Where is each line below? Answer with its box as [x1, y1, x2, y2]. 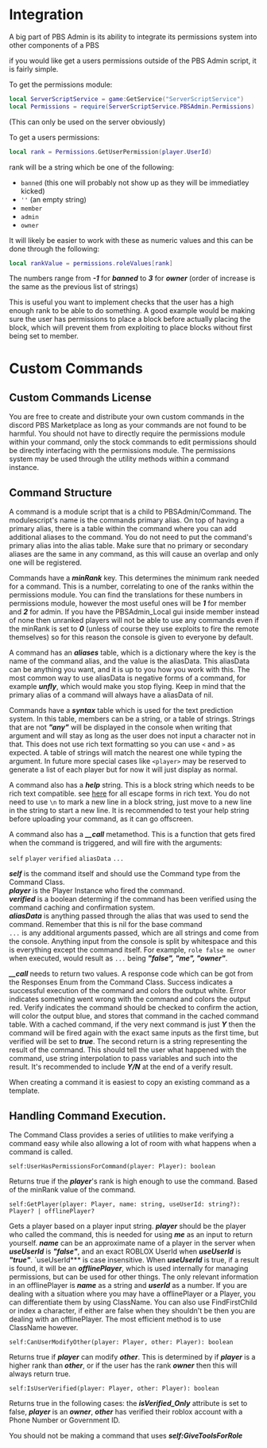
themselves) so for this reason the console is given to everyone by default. [9, 632, 253, 642]
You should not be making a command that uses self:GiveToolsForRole [9, 1431, 243, 1441]
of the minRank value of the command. [9, 1185, 136, 1195]
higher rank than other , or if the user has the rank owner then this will [9, 1360, 238, 1371]
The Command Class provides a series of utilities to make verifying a [9, 1130, 234, 1140]
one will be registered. [9, 558, 82, 567]
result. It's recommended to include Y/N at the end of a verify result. [9, 1062, 234, 1072]
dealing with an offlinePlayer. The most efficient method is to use [9, 1314, 222, 1324]
